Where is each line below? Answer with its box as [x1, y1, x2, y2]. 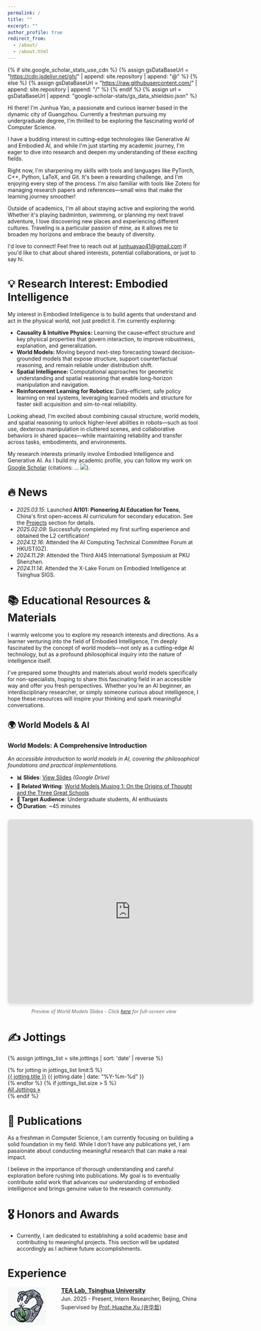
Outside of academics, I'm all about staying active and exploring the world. [7, 204, 196, 212]
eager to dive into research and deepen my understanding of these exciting [7, 148, 198, 155]
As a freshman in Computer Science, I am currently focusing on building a [7, 1134, 194, 1141]
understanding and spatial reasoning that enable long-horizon [16, 374, 172, 382]
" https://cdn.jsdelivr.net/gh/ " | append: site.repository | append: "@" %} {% [7, 72, 198, 80]
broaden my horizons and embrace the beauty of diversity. [7, 230, 156, 238]
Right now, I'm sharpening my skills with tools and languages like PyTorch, [7, 166, 195, 174]
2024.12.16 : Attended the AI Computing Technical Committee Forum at [16, 539, 193, 546]
